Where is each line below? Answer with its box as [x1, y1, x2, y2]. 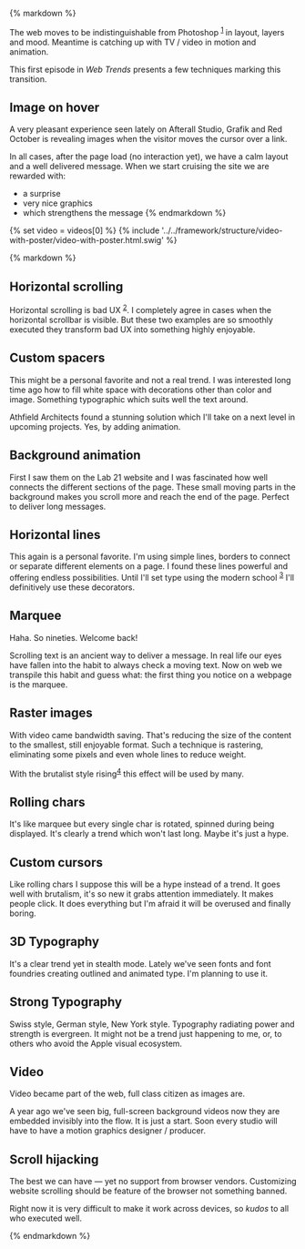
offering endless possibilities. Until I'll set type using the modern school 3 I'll [9, 571, 294, 584]
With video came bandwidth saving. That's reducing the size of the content [9, 729, 292, 740]
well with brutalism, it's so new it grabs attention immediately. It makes [9, 888, 274, 899]
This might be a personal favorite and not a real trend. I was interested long [9, 374, 291, 385]
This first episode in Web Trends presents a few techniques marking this [9, 64, 281, 75]
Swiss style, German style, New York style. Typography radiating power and [9, 1019, 295, 1030]
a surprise [22, 188, 61, 199]
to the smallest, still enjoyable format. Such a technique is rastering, [9, 739, 264, 750]
